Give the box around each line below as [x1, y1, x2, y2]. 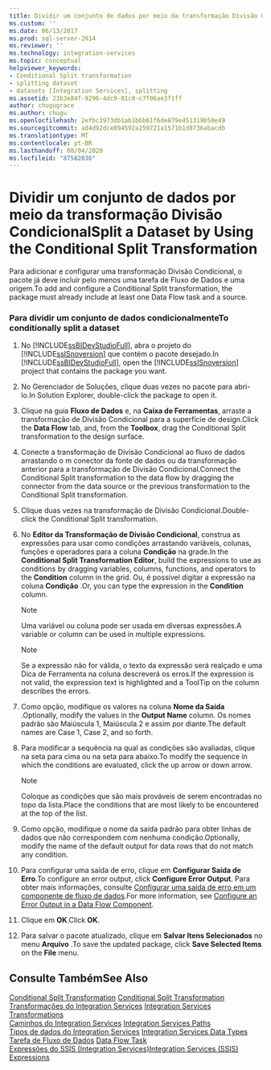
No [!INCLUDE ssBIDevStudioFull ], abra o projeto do [20, 341, 192, 350]
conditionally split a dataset [9, 323, 120, 334]
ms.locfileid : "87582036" [9, 154, 96, 162]
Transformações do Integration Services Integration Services [9, 1002, 211, 1011]
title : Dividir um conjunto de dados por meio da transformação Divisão [9, 11, 258, 20]
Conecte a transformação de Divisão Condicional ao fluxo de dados [20, 448, 245, 457]
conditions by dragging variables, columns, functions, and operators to [20, 564, 257, 574]
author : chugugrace [9, 101, 75, 109]
